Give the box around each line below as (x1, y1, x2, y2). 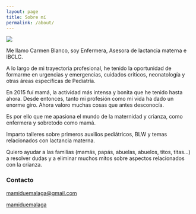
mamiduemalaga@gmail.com (6, 189, 77, 196)
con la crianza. (6, 161, 43, 168)
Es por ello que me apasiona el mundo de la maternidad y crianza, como (6, 113, 183, 120)
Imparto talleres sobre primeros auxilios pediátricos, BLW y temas (6, 131, 167, 138)
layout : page (6, 8, 39, 15)
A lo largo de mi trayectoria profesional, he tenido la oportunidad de (6, 65, 172, 72)
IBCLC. (6, 53, 23, 60)
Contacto (6, 176, 34, 184)
